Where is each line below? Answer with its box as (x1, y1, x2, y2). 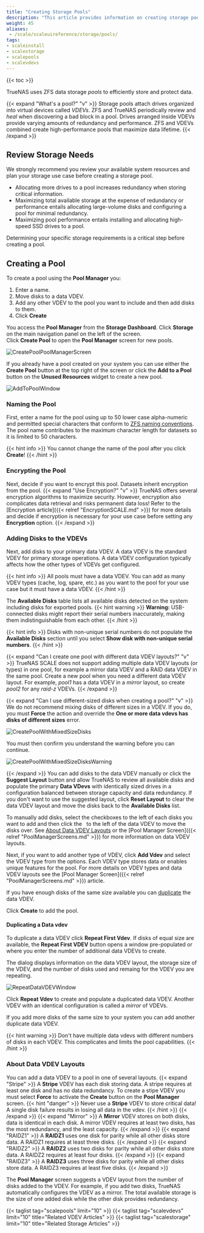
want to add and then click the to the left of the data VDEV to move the (6, 820, 186, 828)
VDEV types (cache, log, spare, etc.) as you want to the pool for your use (6, 579, 189, 586)
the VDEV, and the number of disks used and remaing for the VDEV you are (6, 965, 194, 973)
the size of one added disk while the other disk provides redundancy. (6, 1195, 179, 1202)
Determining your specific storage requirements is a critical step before (6, 234, 185, 242)
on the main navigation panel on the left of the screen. (6, 330, 141, 337)
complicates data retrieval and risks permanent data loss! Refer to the (6, 499, 181, 507)
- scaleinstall (6, 43, 45, 49)
